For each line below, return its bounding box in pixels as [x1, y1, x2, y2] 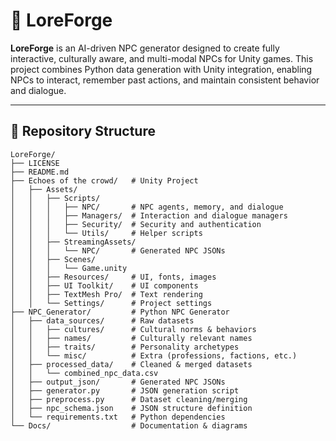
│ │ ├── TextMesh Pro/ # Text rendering [10, 289, 203, 299]
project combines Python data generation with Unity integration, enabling [10, 63, 313, 75]
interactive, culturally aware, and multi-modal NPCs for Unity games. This [10, 52, 314, 64]
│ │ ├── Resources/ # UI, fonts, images [10, 272, 217, 282]
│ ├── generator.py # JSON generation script [10, 385, 240, 396]
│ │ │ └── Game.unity [10, 263, 128, 273]
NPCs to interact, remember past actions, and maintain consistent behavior [10, 74, 320, 86]
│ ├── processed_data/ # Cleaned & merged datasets [10, 359, 253, 369]
